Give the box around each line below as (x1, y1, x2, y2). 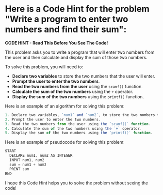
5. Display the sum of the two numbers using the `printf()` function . (5, 131, 153, 135)
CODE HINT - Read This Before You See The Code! (5, 40, 108, 45)
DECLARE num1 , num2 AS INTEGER (9, 153, 73, 158)
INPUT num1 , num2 (9, 158, 45, 163)
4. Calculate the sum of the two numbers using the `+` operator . (5, 126, 142, 131)
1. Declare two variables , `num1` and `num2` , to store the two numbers (5, 112, 155, 117)
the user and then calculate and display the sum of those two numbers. (5, 54, 147, 60)
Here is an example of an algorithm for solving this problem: (5, 103, 125, 109)
